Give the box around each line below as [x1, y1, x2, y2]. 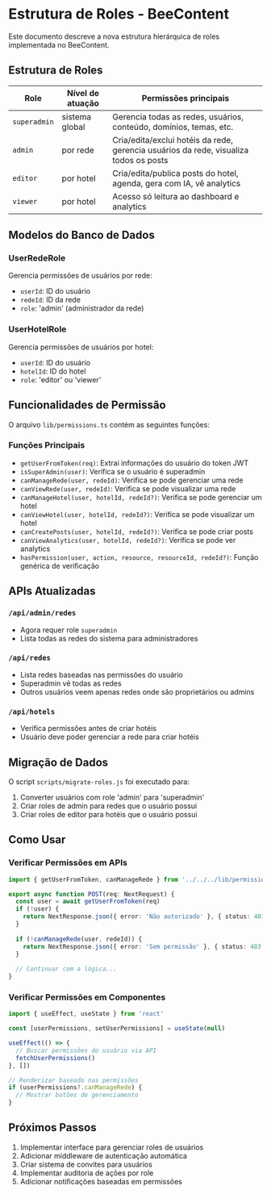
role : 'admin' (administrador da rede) [19, 303, 144, 313]
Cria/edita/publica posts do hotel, [112, 167, 240, 178]
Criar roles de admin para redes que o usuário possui [19, 800, 198, 811]
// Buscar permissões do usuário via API [15, 1046, 157, 1054]
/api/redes [8, 653, 51, 662]
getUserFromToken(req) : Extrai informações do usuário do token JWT [19, 457, 248, 468]
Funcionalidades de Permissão [8, 399, 167, 412]
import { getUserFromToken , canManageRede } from [8, 875, 179, 883]
